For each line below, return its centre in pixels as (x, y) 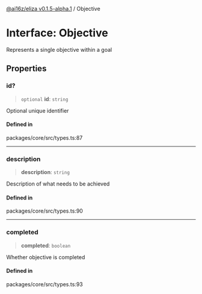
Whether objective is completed (46, 257)
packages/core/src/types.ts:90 (44, 211)
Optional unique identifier (38, 110)
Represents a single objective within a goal (59, 49)
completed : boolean (46, 245)
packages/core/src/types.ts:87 (44, 137)
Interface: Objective (57, 33)
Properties (26, 69)
